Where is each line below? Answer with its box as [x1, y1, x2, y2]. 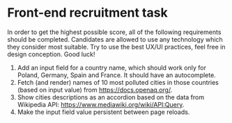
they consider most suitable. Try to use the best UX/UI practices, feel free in [7, 42, 226, 51]
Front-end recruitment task [7, 5, 169, 21]
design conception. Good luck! [7, 50, 95, 58]
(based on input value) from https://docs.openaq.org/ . [17, 85, 173, 94]
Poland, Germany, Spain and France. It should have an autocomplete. [17, 71, 216, 79]
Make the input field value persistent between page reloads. [17, 108, 190, 116]
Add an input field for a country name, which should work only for [17, 63, 207, 72]
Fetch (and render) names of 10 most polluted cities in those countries [17, 78, 219, 86]
